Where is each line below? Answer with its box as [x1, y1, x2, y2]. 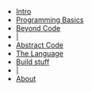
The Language [15, 49, 63, 58]
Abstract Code [15, 40, 64, 50]
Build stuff [15, 57, 50, 66]
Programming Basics [15, 15, 84, 25]
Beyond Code [15, 24, 61, 32]
